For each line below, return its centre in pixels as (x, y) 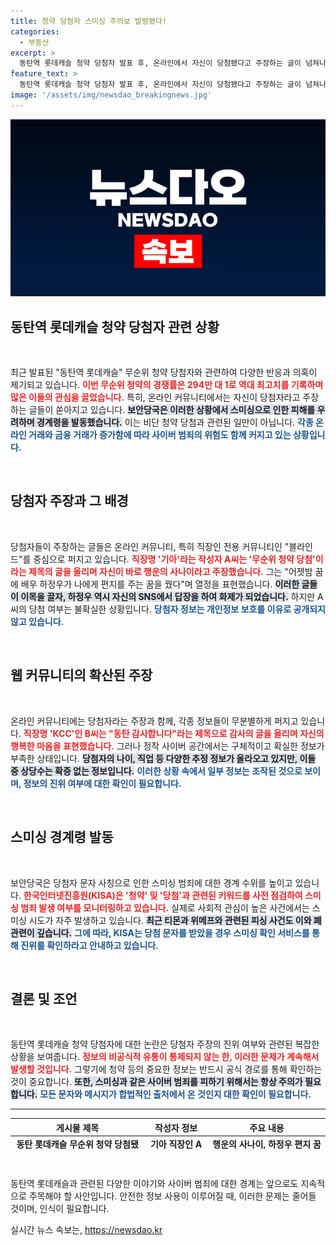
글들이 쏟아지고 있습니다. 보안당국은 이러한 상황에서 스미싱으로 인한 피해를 (172, 410)
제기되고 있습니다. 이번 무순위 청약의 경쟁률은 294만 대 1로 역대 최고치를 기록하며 (167, 385)
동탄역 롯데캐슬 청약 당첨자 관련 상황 (115, 326)
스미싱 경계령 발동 (62, 837)
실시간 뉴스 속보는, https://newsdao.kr (86, 1230)
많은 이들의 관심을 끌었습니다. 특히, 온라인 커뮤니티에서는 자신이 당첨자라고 (155, 397)
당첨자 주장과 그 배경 (69, 501)
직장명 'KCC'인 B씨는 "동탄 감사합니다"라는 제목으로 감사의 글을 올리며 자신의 (174, 733)
